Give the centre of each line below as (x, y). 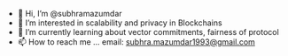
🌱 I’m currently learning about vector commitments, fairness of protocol (148, 32)
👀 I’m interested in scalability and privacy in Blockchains (120, 23)
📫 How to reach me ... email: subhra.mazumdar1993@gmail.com (136, 42)
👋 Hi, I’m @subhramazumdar (70, 14)
